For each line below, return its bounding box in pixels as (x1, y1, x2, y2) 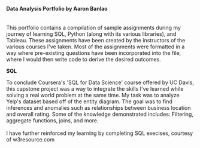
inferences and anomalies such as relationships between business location (6, 104, 191, 111)
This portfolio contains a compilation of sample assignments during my (6, 24, 181, 31)
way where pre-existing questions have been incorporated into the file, (6, 50, 181, 56)
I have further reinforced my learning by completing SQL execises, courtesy (6, 129, 193, 137)
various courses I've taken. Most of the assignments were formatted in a (6, 43, 185, 50)
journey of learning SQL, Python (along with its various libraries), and (6, 30, 177, 38)
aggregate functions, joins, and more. (6, 117, 99, 124)
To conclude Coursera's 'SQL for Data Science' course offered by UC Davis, (6, 79, 195, 86)
